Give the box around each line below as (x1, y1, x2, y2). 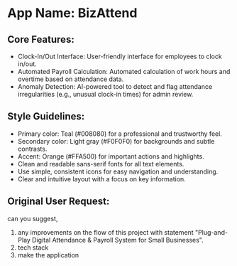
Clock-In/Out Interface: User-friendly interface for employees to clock (17, 52, 222, 60)
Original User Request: (7, 196, 110, 208)
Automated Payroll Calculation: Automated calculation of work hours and (17, 68, 231, 75)
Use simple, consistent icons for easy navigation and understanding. (17, 167, 219, 176)
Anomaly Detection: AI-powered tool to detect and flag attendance (17, 83, 213, 90)
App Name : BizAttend (7, 5, 138, 21)
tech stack (17, 243, 49, 252)
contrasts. (17, 144, 48, 153)
